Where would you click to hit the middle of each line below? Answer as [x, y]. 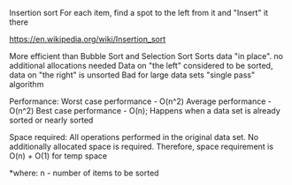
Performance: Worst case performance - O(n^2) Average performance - [140, 101]
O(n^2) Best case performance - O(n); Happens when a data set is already [145, 111]
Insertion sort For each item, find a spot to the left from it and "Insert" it [138, 13]
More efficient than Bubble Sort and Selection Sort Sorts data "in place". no [146, 56]
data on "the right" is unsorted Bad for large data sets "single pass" [132, 75]
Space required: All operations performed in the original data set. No [134, 137]
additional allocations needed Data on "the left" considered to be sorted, [141, 66]
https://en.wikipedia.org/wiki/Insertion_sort [88, 39]
